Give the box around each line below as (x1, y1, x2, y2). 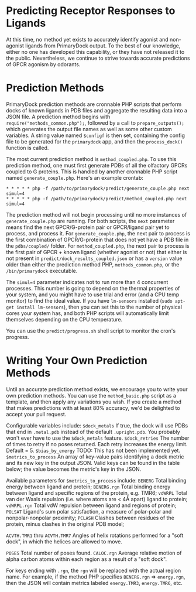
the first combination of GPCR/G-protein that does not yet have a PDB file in (6, 236, 189, 243)
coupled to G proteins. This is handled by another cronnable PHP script (6, 168, 178, 175)
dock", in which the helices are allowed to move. (6, 538, 123, 545)
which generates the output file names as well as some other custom (6, 125, 173, 132)
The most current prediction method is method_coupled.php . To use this (6, 155, 177, 162)
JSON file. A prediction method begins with (6, 113, 111, 120)
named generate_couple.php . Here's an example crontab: (6, 174, 143, 181)
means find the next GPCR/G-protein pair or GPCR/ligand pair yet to (6, 224, 170, 231)
